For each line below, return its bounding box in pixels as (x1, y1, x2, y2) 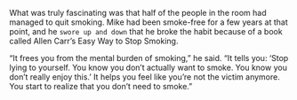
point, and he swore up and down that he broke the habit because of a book (9, 27, 283, 36)
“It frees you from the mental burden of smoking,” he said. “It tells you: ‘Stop (9, 53, 289, 63)
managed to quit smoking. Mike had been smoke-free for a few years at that (9, 17, 289, 27)
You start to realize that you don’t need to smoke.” (9, 81, 193, 91)
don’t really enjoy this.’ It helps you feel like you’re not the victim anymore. (9, 72, 280, 82)
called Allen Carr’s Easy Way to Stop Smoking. (9, 35, 179, 46)
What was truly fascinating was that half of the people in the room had (9, 8, 267, 18)
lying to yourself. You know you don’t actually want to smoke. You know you (9, 62, 287, 73)
